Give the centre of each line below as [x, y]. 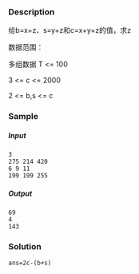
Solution [25, 247]
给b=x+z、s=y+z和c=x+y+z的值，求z [70, 30]
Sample [23, 117]
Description [32, 12]
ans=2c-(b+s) [30, 263]
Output [20, 193]
